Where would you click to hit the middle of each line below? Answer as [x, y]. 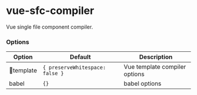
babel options [143, 84]
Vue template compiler [155, 67]
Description [156, 57]
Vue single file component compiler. [50, 27]
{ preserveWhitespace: [74, 68]
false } [53, 73]
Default [80, 57]
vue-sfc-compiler [50, 11]
